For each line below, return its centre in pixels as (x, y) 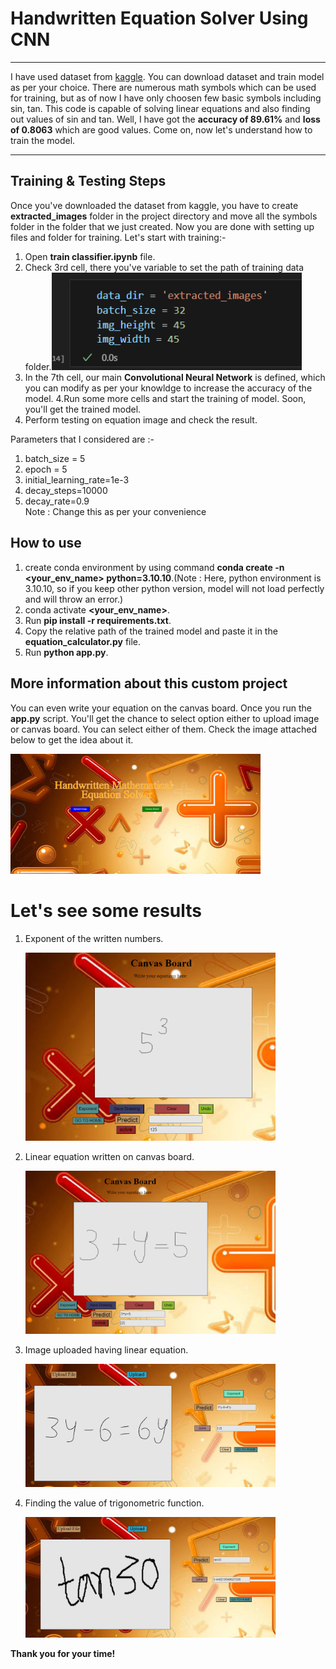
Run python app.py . (66, 652)
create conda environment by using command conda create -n (154, 567)
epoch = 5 (46, 469)
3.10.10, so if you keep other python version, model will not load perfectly (174, 588)
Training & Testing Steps (88, 181)
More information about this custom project (149, 683)
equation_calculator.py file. (83, 641)
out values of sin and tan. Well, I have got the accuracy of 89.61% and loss (165, 119)
